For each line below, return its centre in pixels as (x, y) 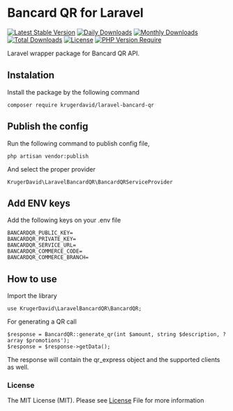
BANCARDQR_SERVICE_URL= (42, 245)
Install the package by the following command (73, 92)
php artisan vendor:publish (48, 156)
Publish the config (48, 126)
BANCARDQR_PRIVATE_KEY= (42, 239)
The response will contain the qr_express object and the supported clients (114, 360)
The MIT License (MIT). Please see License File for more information (106, 400)
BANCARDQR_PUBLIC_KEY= (40, 233)
